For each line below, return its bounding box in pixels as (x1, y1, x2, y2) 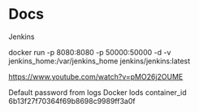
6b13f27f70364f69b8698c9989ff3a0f (8, 96, 136, 106)
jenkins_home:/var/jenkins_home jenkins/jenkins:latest (8, 56, 191, 66)
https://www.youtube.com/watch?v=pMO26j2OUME (8, 71, 184, 81)
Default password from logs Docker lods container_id (8, 87, 187, 97)
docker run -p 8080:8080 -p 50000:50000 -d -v (8, 47, 171, 57)
